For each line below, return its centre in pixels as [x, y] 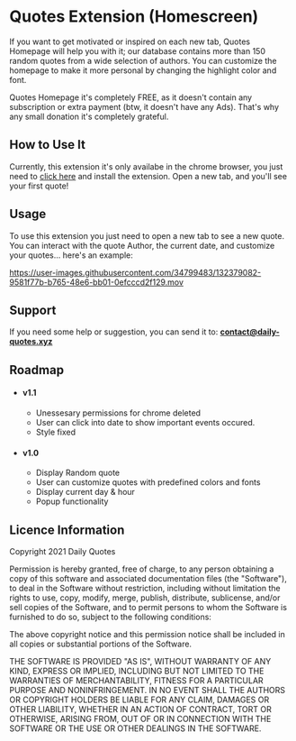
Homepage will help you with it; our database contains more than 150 [137, 50]
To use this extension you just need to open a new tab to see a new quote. [147, 235]
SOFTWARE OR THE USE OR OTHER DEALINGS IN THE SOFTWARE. [135, 728]
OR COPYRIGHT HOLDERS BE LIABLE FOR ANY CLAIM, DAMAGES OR [139, 700]
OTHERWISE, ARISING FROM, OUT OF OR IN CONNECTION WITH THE [140, 718]
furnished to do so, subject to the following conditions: [110, 617]
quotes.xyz [31, 342]
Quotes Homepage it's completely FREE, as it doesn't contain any [131, 97]
